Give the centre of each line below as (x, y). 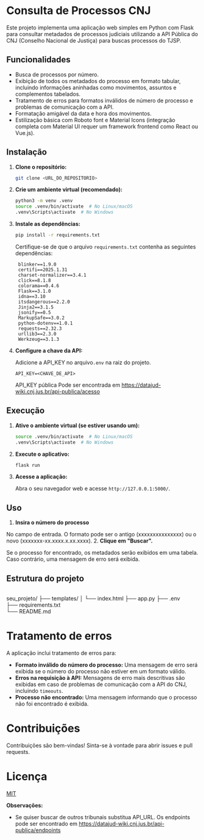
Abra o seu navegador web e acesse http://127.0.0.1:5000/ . (93, 489)
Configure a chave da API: (49, 350)
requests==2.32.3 (40, 328)
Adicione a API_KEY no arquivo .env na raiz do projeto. (83, 362)
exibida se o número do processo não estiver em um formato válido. (101, 671)
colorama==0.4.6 (39, 286)
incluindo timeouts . (39, 690)
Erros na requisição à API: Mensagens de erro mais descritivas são (100, 677)
